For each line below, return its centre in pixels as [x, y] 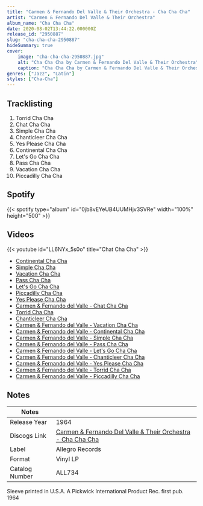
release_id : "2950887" [35, 34]
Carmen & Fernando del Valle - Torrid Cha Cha [73, 370]
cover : [15, 51]
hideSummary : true [30, 46]
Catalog [21, 469]
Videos [20, 235]
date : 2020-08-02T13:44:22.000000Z [52, 29]
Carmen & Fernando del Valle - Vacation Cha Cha [77, 325]
